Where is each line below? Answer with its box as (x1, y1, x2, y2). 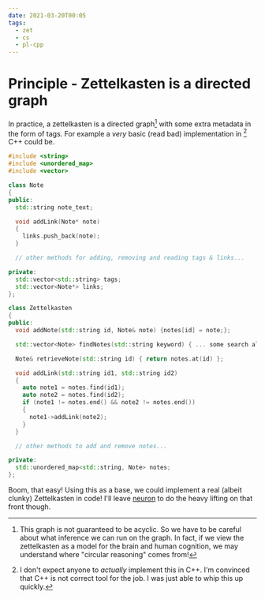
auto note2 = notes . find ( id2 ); (22, 391, 125, 399)
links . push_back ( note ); (22, 232, 101, 241)
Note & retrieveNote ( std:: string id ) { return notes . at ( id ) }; (15, 354, 224, 363)
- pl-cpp (15, 41, 44, 49)
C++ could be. (8, 137, 55, 147)
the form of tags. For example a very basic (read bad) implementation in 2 (8, 127, 248, 138)
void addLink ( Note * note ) (15, 218, 101, 226)
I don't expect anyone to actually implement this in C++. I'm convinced (19, 565, 250, 575)
